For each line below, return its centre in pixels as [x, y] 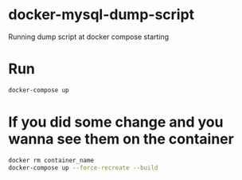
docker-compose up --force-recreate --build [83, 168]
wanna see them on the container [121, 139]
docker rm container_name [51, 160]
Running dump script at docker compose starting [89, 37]
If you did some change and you [116, 122]
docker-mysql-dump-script [101, 15]
